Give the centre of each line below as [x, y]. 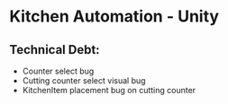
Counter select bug [58, 71]
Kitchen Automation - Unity [114, 17]
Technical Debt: [55, 50]
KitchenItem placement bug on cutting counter [109, 90]
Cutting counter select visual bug [84, 81]
